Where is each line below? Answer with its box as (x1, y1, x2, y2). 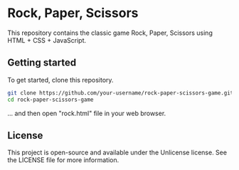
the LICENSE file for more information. (7, 156, 119, 164)
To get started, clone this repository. (7, 75, 114, 84)
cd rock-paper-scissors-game (7, 96, 94, 103)
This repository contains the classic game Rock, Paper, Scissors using (7, 28, 213, 37)
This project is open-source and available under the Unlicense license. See (7, 148, 228, 157)
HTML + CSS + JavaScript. (7, 36, 87, 44)
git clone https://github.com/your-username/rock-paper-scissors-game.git (7, 89, 234, 97)
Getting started (7, 57, 77, 69)
